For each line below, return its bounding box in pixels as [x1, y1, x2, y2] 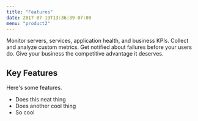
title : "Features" [6, 9, 53, 15]
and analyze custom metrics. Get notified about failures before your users [6, 43, 193, 51]
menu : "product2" [6, 20, 51, 26]
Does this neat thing [15, 96, 66, 103]
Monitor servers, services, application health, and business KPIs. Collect [6, 37, 189, 45]
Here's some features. [6, 84, 62, 92]
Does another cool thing [15, 102, 76, 110]
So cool [15, 109, 35, 116]
